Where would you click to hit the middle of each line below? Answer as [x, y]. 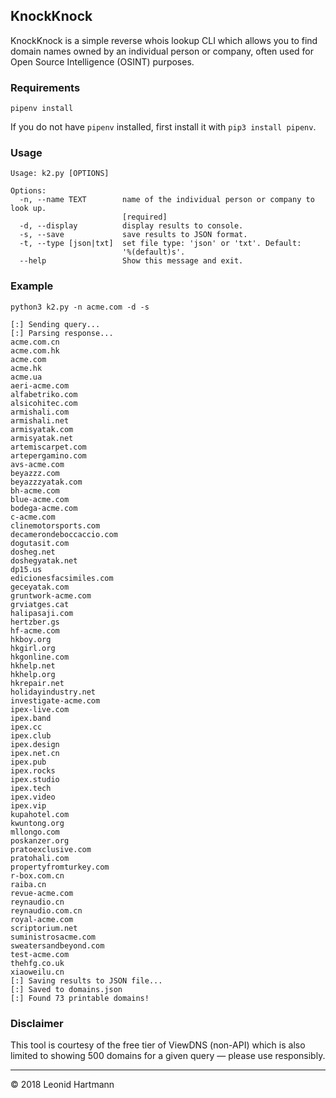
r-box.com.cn [37, 875]
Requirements [45, 87]
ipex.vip [28, 805]
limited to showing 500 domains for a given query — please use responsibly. [168, 1055]
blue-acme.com [40, 499]
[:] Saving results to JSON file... [86, 980]
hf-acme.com [35, 630]
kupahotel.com [40, 814]
